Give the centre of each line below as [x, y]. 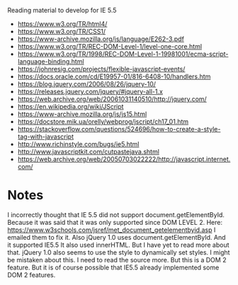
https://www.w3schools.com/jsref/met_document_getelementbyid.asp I [112, 230]
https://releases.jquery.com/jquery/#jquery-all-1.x [90, 92]
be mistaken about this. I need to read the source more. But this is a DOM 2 [117, 260]
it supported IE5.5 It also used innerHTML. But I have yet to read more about [118, 245]
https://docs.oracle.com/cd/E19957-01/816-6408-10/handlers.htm [114, 76]
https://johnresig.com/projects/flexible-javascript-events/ [101, 69]
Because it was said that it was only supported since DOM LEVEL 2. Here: [115, 222]
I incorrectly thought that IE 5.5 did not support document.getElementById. [116, 214]
